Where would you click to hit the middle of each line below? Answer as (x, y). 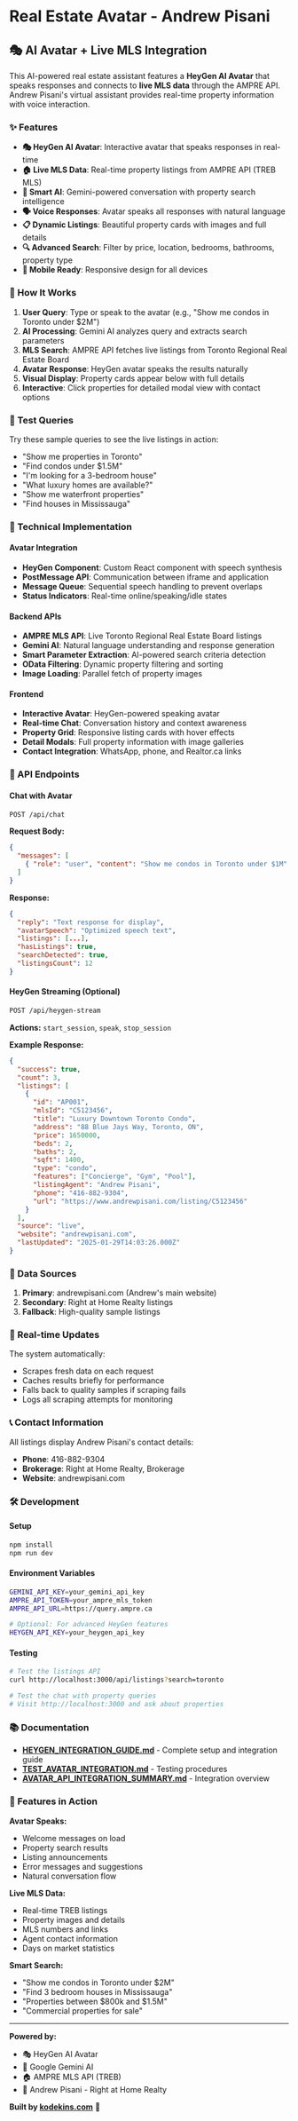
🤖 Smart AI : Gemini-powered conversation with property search (139, 192)
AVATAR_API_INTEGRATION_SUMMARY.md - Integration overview (146, 1778)
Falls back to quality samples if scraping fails (104, 1390)
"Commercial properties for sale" (82, 2010)
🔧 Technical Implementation (71, 526)
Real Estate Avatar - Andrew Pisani (140, 16)
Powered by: (33, 2036)
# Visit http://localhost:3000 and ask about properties (117, 1705)
